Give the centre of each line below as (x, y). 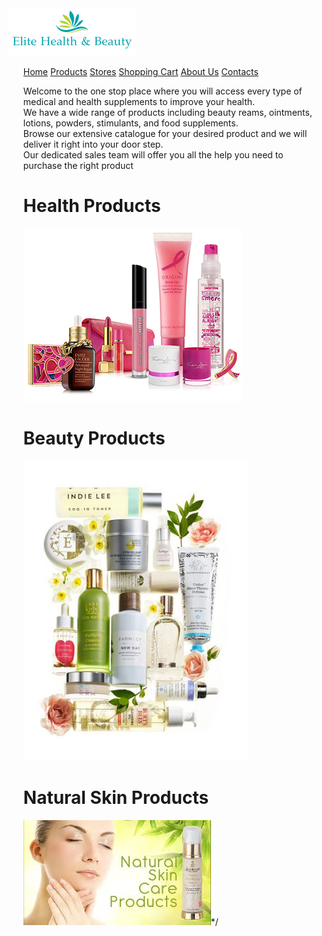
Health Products (91, 206)
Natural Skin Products (116, 798)
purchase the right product (78, 165)
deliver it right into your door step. (93, 144)
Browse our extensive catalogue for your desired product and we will (165, 133)
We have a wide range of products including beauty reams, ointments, (167, 112)
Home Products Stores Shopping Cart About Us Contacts (140, 71)
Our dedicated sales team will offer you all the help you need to (153, 155)
